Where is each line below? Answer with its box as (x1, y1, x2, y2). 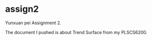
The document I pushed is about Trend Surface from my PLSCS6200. (5, 29, 148, 35)
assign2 (5, 3, 39, 15)
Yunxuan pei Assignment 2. (5, 20, 62, 26)
